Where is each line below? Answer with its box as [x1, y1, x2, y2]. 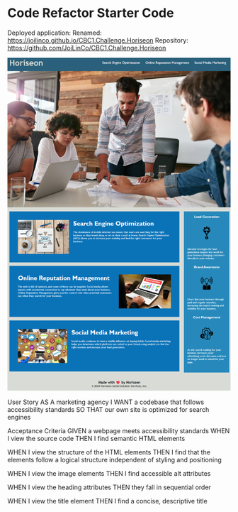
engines [7, 413, 31, 422]
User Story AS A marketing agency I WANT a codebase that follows [7, 398, 204, 406]
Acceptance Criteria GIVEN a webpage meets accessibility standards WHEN [7, 427, 230, 435]
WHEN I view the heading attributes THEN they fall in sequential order [7, 483, 211, 491]
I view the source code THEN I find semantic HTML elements [7, 435, 186, 443]
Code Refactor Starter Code [7, 5, 174, 21]
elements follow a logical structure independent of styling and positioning [7, 456, 222, 464]
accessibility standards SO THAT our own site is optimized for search [7, 405, 210, 414]
